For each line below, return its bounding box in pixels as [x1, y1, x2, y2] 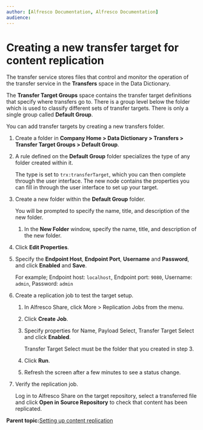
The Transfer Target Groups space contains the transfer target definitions [6, 92, 192, 99]
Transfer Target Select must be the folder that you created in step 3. [24, 345, 194, 352]
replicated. [15, 405, 42, 412]
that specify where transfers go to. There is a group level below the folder [6, 98, 190, 106]
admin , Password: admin [15, 280, 74, 287]
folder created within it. [15, 159, 73, 167]
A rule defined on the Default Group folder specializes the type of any [15, 153, 190, 160]
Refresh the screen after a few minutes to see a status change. [24, 369, 181, 376]
